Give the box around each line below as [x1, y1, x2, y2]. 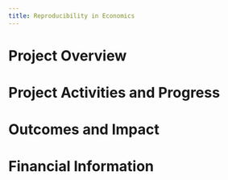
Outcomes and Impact [8, 120, 160, 139]
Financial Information [8, 157, 155, 176]
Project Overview [8, 46, 127, 65]
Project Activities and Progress [8, 84, 220, 102]
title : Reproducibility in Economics [8, 11, 135, 20]
